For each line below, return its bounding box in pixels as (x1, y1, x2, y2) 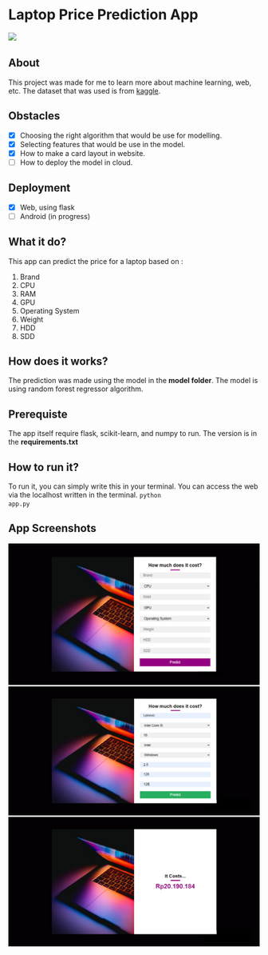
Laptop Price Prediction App (8, 6, 199, 24)
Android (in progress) (19, 211, 90, 221)
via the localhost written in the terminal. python (8, 490, 162, 499)
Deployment (8, 182, 71, 195)
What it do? (8, 235, 66, 249)
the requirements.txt (8, 438, 78, 447)
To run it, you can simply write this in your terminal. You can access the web (8, 481, 258, 491)
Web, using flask (19, 202, 75, 212)
